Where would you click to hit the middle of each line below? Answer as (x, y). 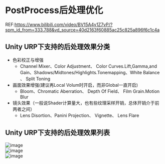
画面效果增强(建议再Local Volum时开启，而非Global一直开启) (75, 85)
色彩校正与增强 (28, 60)
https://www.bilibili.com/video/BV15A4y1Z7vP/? (63, 24)
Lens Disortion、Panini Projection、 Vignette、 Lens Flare (79, 115)
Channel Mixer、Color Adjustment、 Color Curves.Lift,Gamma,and (88, 66)
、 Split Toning (35, 79)
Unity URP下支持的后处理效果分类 (58, 47)
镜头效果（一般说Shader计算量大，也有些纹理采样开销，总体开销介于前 (86, 103)
